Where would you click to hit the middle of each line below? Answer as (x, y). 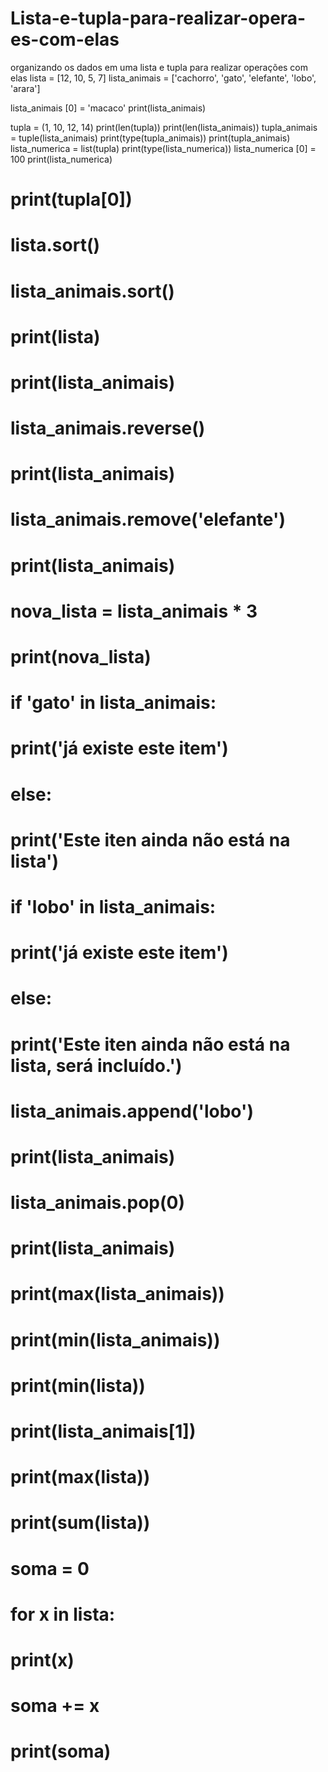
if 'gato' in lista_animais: (113, 703)
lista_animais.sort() (92, 291)
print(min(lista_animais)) (115, 1339)
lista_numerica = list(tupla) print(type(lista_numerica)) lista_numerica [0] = (163, 148)
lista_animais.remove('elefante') (148, 519)
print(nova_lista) (81, 657)
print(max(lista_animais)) (117, 1294)
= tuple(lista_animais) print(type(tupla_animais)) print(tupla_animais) (150, 138)
